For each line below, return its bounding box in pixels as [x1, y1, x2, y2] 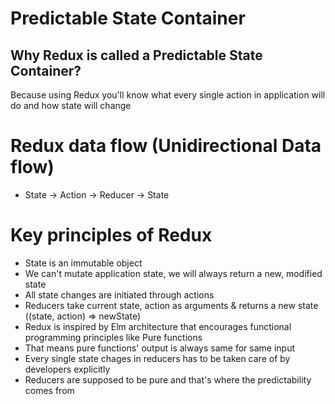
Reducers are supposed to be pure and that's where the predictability [24, 373, 312, 386]
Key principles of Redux [10, 224, 213, 247]
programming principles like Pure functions [24, 331, 203, 343]
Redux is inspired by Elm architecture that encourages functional [24, 320, 292, 332]
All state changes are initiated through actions [24, 288, 215, 301]
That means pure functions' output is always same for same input [24, 342, 295, 354]
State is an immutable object [24, 257, 143, 269]
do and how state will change [10, 100, 132, 111]
